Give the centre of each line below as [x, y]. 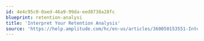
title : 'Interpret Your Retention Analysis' [63, 23]
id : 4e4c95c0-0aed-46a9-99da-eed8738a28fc [60, 12]
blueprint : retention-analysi [44, 17]
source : [16, 29]
